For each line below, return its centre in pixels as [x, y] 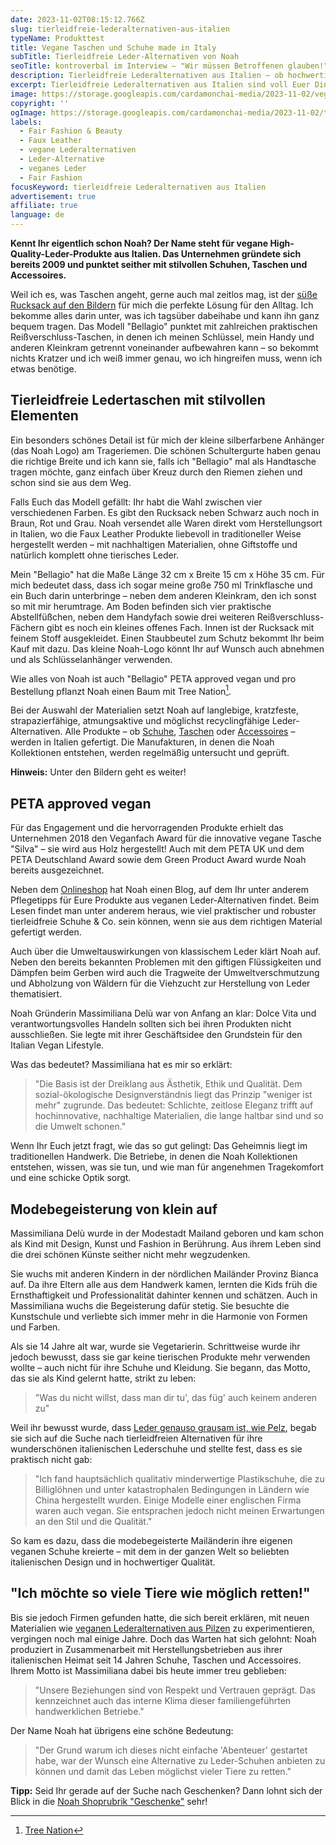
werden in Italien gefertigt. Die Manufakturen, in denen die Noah [142, 742]
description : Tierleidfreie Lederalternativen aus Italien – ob [147, 76]
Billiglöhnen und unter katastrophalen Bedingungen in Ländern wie [172, 1490]
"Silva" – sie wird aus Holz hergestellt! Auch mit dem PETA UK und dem [157, 849]
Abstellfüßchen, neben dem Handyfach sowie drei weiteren [132, 617]
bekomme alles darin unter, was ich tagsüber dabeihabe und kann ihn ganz [165, 315]
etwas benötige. [43, 369]
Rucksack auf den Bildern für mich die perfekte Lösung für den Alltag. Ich [162, 305]
